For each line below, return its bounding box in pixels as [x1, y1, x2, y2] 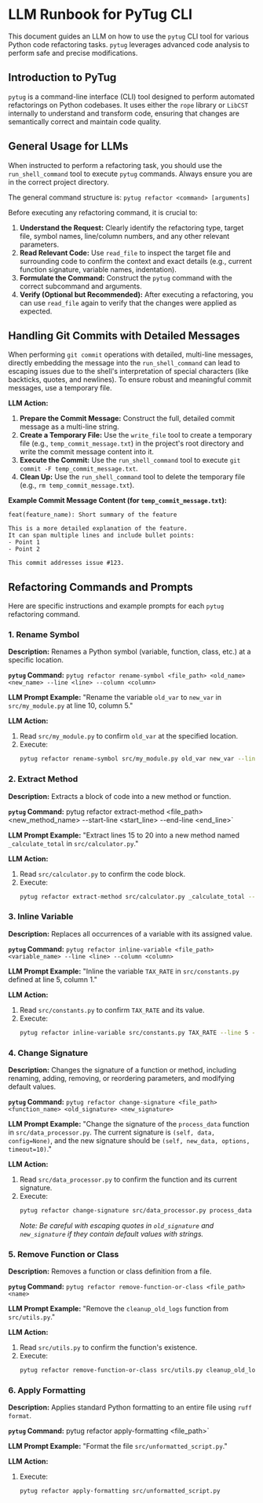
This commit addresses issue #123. [8, 559, 125, 567]
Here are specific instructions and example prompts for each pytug [8, 601, 225, 610]
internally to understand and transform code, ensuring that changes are [8, 108, 240, 118]
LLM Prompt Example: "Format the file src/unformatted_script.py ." [8, 1442, 228, 1451]
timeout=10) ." [8, 1145, 53, 1153]
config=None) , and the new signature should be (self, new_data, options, [8, 1136, 250, 1145]
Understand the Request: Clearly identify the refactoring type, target [19, 222, 244, 233]
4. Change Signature [8, 1047, 89, 1058]
